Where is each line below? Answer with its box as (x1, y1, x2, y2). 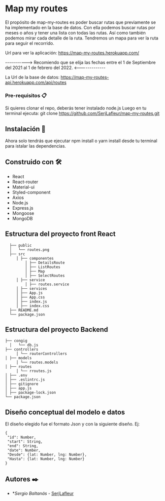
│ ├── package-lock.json (5, 390, 56, 395)
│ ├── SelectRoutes (25, 273, 65, 278)
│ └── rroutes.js (16, 369, 52, 374)
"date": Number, (7, 448, 41, 453)
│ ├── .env (5, 373, 28, 378)
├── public (9, 243, 32, 248)
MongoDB (12, 215, 33, 221)
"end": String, (7, 444, 38, 449)
